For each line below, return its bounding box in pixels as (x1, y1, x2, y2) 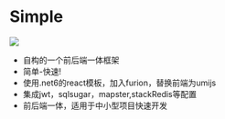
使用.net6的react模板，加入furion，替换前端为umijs (22, 77, 217, 88)
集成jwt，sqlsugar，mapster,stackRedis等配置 (22, 88, 197, 99)
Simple (9, 6, 64, 27)
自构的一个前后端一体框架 (22, 55, 120, 65)
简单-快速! (22, 65, 62, 76)
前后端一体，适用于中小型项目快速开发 (22, 100, 167, 111)
